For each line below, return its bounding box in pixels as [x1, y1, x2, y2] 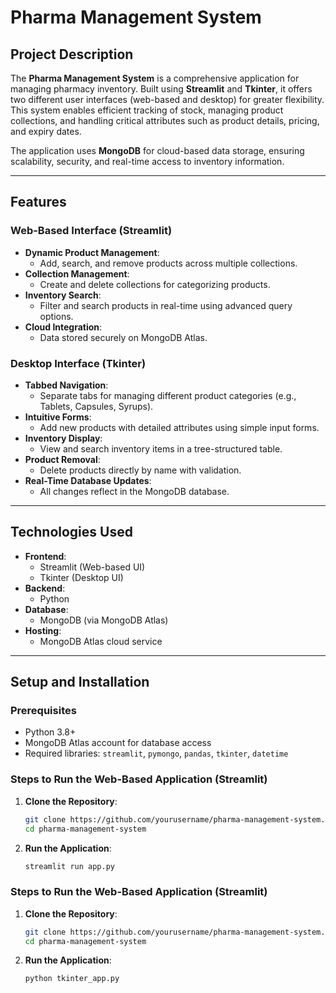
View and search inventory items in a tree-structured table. [39, 442, 283, 455]
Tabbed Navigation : [24, 379, 109, 391]
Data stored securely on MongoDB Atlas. [39, 331, 208, 343]
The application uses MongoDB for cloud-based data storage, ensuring [10, 145, 305, 156]
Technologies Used [10, 524, 133, 541]
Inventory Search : [24, 289, 102, 301]
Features [10, 194, 67, 211]
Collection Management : [24, 267, 130, 280]
